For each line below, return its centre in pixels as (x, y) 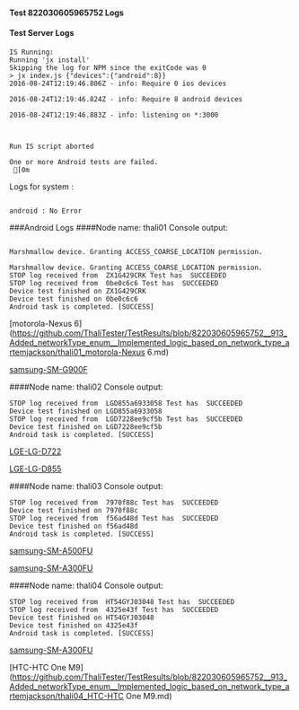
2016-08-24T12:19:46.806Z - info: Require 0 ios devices (118, 83)
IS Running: (31, 52)
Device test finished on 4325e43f (74, 625)
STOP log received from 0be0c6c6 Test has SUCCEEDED (114, 283)
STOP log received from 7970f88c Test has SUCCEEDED (114, 503)
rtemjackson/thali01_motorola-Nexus (77, 352)
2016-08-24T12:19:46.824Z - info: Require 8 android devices (126, 99)
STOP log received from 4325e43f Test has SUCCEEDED (114, 609)
